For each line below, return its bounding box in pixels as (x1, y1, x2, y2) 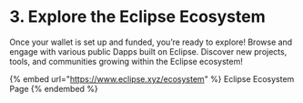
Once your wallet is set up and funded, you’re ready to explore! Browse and (9, 36, 293, 47)
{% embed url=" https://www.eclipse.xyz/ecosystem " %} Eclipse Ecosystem (9, 73, 295, 84)
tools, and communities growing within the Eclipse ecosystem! (9, 56, 243, 67)
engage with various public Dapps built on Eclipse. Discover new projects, (9, 46, 288, 57)
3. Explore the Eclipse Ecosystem (9, 6, 266, 27)
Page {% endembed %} (9, 83, 98, 94)
